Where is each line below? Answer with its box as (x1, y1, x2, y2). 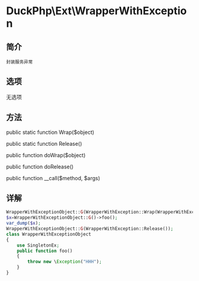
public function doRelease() (6, 163, 74, 170)
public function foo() (17, 248, 73, 254)
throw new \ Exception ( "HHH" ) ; (27, 259, 102, 265)
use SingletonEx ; (17, 242, 60, 248)
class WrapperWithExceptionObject (6, 231, 92, 237)
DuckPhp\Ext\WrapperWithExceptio (6, 4, 187, 18)
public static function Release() (6, 140, 82, 147)
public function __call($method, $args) (6, 174, 101, 181)
